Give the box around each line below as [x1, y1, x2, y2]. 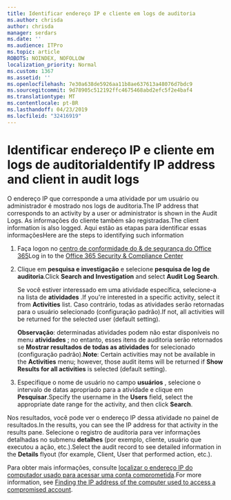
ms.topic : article [7, 49, 60, 56]
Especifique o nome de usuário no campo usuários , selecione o [17, 378, 201, 386]
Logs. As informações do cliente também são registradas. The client [7, 216, 199, 225]
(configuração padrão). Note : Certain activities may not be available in [17, 350, 216, 358]
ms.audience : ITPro [7, 42, 63, 49]
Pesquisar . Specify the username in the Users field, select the [17, 393, 193, 401]
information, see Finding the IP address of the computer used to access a [7, 478, 216, 486]
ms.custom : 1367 [7, 67, 54, 74]
